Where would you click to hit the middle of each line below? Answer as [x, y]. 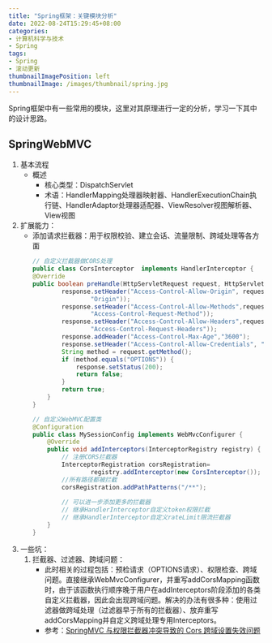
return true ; [83, 390]
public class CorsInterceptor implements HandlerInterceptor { [143, 269]
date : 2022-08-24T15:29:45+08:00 [65, 24]
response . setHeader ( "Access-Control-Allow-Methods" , [152, 306]
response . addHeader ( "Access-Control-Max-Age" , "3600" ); [156, 337]
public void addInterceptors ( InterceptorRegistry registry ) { [154, 450]
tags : [17, 54]
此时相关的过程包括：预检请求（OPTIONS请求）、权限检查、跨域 [151, 569]
